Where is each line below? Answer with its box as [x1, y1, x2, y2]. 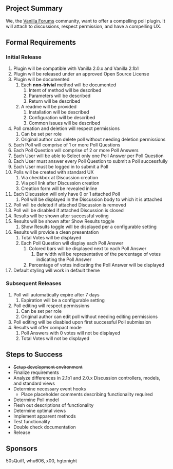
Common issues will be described [28, 120, 101, 126]
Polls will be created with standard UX [13, 169, 94, 175]
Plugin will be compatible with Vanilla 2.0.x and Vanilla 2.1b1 [13, 65, 139, 71]
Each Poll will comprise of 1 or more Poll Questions [13, 141, 121, 148]
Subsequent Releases [6, 280, 62, 287]
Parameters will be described [28, 92, 91, 99]
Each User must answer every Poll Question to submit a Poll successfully [13, 158, 168, 164]
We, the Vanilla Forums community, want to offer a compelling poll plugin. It [6, 17, 166, 24]
